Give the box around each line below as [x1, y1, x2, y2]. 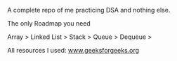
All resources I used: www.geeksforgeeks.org [7, 46, 139, 54]
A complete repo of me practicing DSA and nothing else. [7, 6, 171, 14]
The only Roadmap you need [7, 19, 91, 27]
